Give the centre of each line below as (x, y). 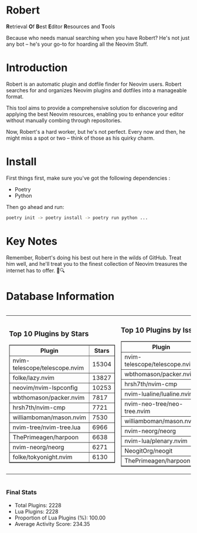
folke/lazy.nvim (33, 378)
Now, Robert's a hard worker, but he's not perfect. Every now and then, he (96, 131)
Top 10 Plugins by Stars (49, 334)
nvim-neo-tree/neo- (154, 404)
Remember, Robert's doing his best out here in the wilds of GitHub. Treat (94, 257)
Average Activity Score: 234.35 (52, 524)
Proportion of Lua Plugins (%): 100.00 (60, 518)
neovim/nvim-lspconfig (45, 388)
